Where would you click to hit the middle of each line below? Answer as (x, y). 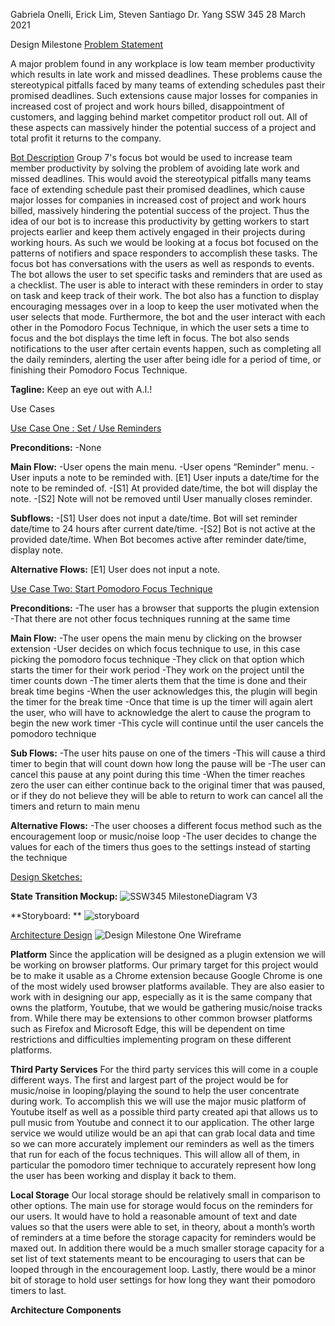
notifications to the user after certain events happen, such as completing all (166, 348)
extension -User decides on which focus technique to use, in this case (155, 648)
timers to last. (38, 1290)
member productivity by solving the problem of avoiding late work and (155, 168)
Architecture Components (66, 1310)
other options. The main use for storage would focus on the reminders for (161, 1205)
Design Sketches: (46, 877)
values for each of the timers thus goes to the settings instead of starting (160, 847)
